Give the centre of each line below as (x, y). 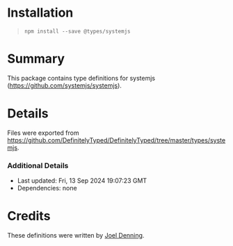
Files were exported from (43, 133)
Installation (40, 13)
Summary (36, 59)
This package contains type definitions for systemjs (81, 78)
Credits (29, 216)
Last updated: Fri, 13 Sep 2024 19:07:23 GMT (82, 181)
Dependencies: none (47, 188)
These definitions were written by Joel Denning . (76, 236)
